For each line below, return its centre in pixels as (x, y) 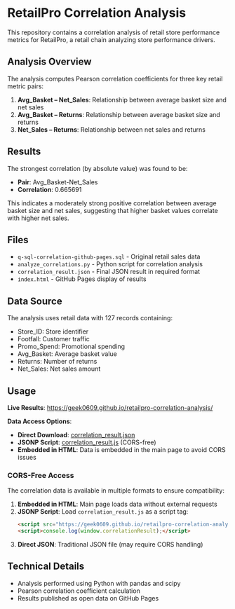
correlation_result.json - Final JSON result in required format (109, 272)
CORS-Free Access (41, 475)
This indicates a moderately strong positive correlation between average (112, 203)
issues (27, 457)
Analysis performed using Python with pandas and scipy (99, 583)
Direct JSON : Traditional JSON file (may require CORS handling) (110, 545)
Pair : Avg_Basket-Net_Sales (58, 182)
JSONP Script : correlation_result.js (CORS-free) (87, 442)
